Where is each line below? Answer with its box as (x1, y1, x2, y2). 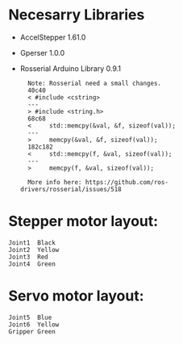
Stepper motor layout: (8, 212, 159, 231)
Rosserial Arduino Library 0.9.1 (19, 63, 122, 73)
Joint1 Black (8, 238, 56, 247)
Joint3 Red (8, 253, 48, 261)
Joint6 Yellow (8, 321, 60, 329)
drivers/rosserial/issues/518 (19, 185, 123, 193)
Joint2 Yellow (8, 245, 60, 254)
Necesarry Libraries (8, 6, 145, 24)
